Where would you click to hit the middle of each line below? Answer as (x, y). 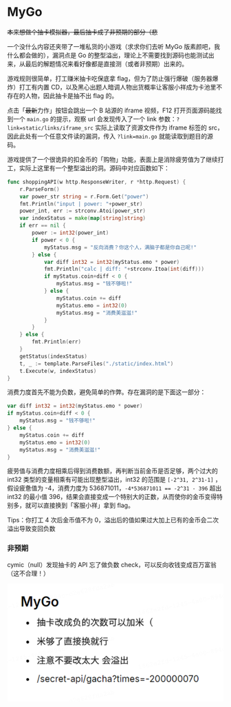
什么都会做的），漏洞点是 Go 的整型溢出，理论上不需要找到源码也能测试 (108, 55)
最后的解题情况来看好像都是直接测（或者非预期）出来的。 (106, 63)
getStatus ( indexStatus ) (54, 356)
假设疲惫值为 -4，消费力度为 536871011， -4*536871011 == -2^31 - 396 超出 (114, 488)
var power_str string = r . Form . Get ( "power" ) (84, 196)
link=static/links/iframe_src (51, 128)
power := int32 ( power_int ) (70, 233)
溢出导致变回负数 (31, 529)
